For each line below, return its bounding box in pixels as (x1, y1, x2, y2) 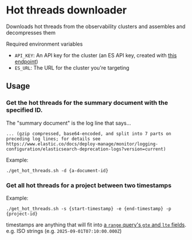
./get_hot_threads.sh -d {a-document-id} (6, 167, 109, 173)
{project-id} (6, 211, 38, 217)
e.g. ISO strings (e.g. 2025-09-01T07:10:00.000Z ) (6, 227, 122, 234)
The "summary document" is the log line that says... (6, 119, 132, 126)
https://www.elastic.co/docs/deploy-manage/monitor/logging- (6, 141, 159, 147)
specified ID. (6, 106, 43, 114)
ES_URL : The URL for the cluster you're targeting (14, 64, 130, 71)
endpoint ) (14, 58, 39, 65)
